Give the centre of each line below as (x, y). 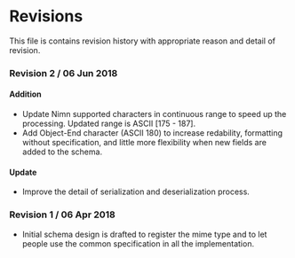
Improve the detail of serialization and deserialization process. (136, 192)
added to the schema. (62, 152)
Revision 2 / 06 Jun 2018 (64, 73)
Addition (25, 94)
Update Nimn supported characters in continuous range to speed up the (154, 114)
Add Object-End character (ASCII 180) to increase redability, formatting (152, 133)
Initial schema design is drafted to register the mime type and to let (144, 234)
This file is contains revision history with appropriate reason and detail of (142, 41)
